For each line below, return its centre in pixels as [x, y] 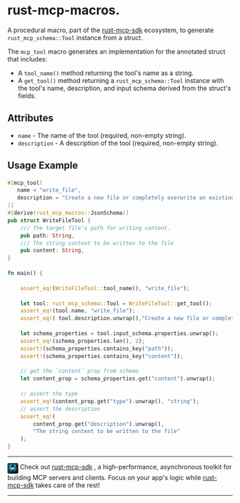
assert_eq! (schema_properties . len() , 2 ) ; [82, 341]
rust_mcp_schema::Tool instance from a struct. [75, 37]
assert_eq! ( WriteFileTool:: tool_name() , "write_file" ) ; [105, 288]
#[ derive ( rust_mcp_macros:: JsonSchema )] [69, 213]
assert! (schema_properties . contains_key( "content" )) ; [102, 356]
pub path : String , [47, 235]
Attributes [30, 118]
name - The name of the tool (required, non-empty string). [102, 135]
